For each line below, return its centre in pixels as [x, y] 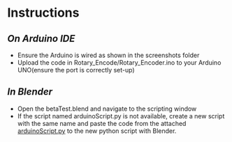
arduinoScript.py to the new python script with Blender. [97, 131]
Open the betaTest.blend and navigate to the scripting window [107, 109]
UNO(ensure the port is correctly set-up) [76, 70]
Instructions [43, 13]
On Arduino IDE [41, 39]
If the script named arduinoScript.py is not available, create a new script [121, 116]
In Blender [30, 92]
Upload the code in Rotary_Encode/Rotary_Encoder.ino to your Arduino [119, 63]
